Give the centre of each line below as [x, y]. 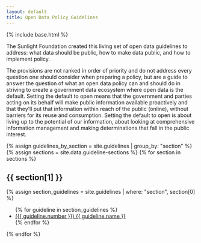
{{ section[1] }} [35, 177]
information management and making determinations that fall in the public [98, 128]
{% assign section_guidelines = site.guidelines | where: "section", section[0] [101, 192]
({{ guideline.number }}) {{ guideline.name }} [70, 216]
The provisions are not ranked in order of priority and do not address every [99, 70]
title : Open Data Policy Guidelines [52, 17]
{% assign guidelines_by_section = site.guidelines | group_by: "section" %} [99, 146]
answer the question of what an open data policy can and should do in [93, 83]
